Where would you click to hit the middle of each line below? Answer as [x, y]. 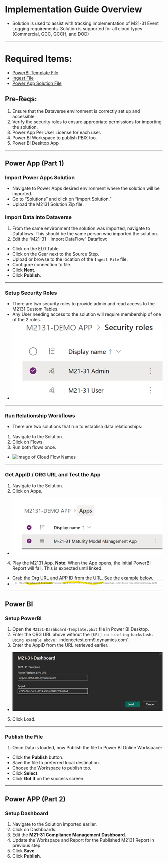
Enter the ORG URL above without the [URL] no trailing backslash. [83, 635]
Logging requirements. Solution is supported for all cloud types [77, 28]
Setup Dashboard [27, 813]
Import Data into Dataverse [39, 217]
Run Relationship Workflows [40, 415]
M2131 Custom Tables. [35, 309]
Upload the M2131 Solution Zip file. [48, 204]
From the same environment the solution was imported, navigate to [81, 228]
